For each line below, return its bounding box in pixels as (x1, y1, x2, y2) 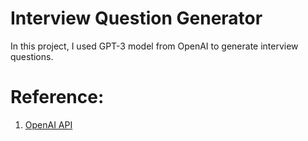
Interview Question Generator (10, 7, 263, 30)
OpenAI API (24, 118, 73, 131)
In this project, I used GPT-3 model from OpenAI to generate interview (10, 40, 299, 52)
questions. (10, 50, 54, 62)
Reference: (10, 86, 105, 109)
